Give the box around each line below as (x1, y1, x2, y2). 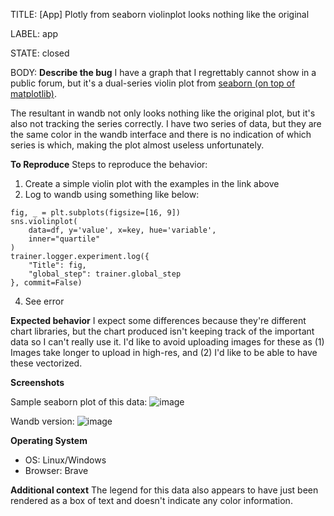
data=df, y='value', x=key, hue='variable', (28, 225, 217, 235)
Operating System (10, 435, 88, 446)
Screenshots (10, 377, 65, 388)
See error (24, 295, 65, 307)
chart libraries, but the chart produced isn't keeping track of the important (10, 325, 315, 337)
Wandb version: (10, 415, 75, 427)
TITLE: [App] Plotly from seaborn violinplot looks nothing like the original (10, 9, 310, 20)
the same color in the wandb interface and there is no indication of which (10, 129, 312, 140)
